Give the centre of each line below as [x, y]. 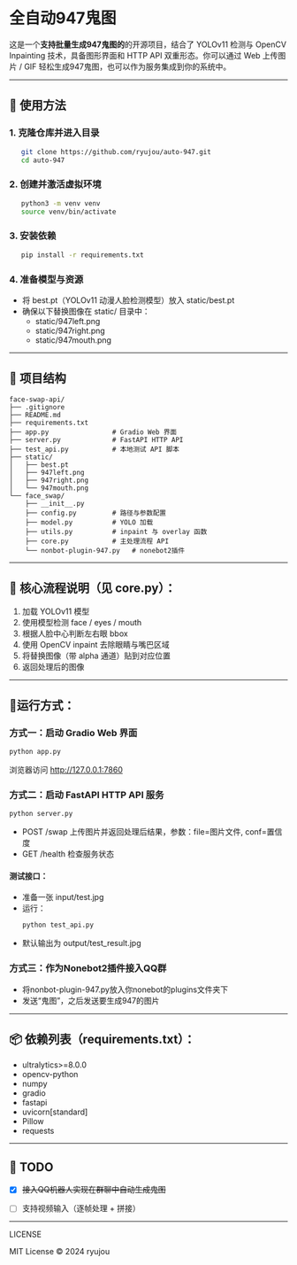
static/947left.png [68, 321]
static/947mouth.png [73, 340]
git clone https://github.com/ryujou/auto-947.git [116, 151]
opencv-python [50, 1075]
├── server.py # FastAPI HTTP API [96, 439]
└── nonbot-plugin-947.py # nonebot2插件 [105, 550]
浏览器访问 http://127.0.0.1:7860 [66, 770]
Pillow [33, 1121]
